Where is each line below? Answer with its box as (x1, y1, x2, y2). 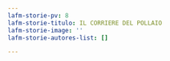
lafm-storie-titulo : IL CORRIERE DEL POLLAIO (7, 19, 162, 27)
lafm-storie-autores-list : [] (7, 33, 109, 42)
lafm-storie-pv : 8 (7, 11, 69, 20)
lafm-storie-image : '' (7, 26, 83, 34)
